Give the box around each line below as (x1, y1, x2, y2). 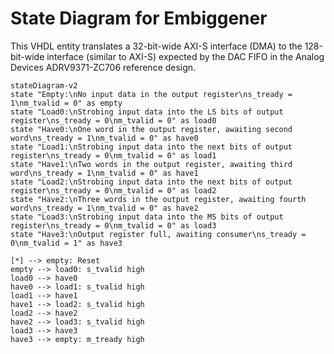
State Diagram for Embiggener (10, 7, 268, 30)
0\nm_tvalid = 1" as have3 (10, 238, 123, 248)
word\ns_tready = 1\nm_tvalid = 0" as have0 (10, 133, 199, 143)
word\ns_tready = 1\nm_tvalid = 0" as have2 (10, 203, 199, 213)
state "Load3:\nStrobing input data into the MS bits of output (10, 212, 284, 222)
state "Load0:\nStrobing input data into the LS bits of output (10, 107, 284, 117)
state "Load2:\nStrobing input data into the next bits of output (10, 177, 293, 187)
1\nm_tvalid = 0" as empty (10, 98, 123, 108)
